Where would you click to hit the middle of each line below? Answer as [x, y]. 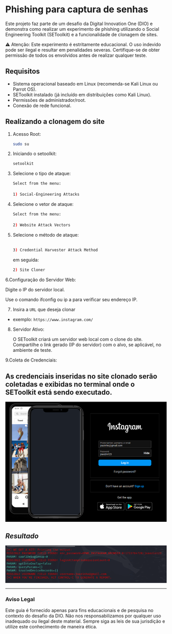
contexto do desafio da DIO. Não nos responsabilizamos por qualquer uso [83, 616]
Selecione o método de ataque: [46, 235]
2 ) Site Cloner [29, 270]
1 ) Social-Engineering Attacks [46, 195]
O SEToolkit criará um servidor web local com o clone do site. [78, 340]
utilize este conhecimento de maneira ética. [51, 627]
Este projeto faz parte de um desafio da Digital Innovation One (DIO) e [79, 24]
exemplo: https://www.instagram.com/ [53, 320]
